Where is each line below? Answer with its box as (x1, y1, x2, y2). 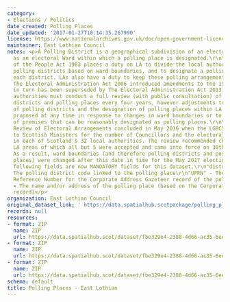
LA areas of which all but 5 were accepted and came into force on (13, 144, 210, 151)
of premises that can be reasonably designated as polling (13, 118, 186, 126)
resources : (7, 214, 38, 221)
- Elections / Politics (7, 16, 75, 23)
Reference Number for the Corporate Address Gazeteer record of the (13, 176, 213, 183)
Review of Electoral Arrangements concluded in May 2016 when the (13, 125, 207, 132)
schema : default (7, 278, 53, 285)
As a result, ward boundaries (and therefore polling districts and (13, 150, 213, 158)
